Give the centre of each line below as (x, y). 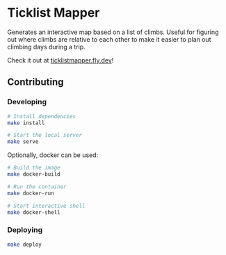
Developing (27, 102)
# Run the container (37, 187)
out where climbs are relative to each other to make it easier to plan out (109, 39)
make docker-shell (34, 212)
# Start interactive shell (46, 206)
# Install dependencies (42, 116)
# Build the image (34, 168)
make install (26, 123)
